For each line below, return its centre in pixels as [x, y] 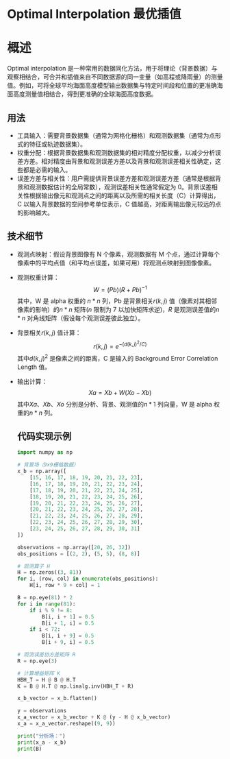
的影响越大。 [35, 213]
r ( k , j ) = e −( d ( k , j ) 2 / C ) [120, 345]
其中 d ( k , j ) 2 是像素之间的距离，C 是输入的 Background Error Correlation [117, 357]
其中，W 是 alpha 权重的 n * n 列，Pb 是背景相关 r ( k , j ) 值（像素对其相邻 [117, 301]
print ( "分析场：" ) [41, 736]
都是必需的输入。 [47, 169]
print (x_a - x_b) [42, 742]
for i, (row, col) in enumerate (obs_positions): [88, 579]
